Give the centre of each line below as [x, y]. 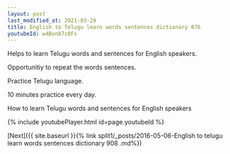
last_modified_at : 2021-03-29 [52, 20]
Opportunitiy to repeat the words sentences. [72, 67]
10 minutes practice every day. [52, 95]
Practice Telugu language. [45, 81]
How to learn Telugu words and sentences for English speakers [100, 108]
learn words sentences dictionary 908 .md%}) [75, 143]
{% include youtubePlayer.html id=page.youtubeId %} [86, 122]
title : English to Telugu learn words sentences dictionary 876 [104, 27]
